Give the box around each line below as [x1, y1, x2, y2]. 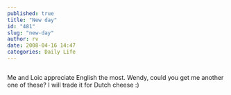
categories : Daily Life [7, 49, 76, 56]
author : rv [7, 36, 39, 43]
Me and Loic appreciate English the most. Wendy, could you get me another [7, 73, 224, 81]
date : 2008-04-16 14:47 [7, 42, 76, 49]
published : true [7, 10, 54, 17]
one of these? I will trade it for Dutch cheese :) [7, 81, 140, 89]
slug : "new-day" [7, 29, 54, 36]
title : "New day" [7, 17, 58, 23]
